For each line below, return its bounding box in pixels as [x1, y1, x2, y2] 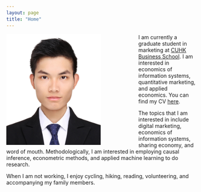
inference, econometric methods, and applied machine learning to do [6, 154, 179, 161]
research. [6, 161, 30, 168]
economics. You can [138, 91, 189, 98]
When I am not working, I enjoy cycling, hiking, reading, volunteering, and [6, 172, 189, 179]
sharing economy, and [138, 141, 194, 149]
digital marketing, [138, 122, 182, 129]
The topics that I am [138, 109, 188, 117]
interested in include [138, 115, 189, 123]
